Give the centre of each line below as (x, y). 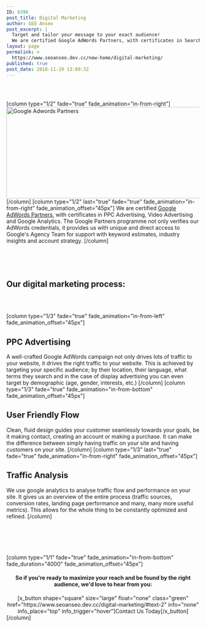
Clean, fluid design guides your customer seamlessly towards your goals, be (103, 430)
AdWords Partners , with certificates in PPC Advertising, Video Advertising (100, 215)
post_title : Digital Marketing (46, 18)
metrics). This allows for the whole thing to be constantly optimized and (97, 510)
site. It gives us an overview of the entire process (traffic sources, (90, 497)
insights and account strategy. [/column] (58, 241)
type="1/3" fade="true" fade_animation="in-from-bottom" (80, 389)
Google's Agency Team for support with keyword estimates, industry (93, 235)
